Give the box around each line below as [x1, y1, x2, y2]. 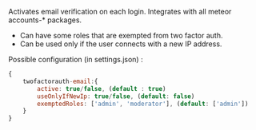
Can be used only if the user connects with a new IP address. [19, 39, 222, 49]
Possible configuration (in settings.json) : [8, 55, 143, 64]
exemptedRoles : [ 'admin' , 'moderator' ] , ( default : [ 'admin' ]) [37, 100, 249, 108]
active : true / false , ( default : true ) [37, 85, 166, 93]
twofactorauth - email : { [22, 77, 98, 85]
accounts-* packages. [8, 15, 82, 25]
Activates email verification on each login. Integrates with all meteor [8, 7, 232, 16]
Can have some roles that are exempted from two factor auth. [19, 31, 223, 40]
